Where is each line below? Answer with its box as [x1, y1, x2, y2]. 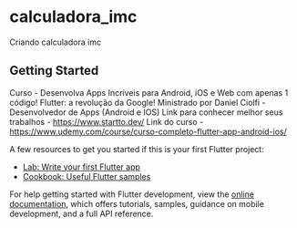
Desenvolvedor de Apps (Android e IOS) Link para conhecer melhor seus [9, 107, 283, 118]
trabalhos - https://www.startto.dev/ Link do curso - [9, 116, 204, 127]
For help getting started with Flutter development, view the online [9, 189, 255, 200]
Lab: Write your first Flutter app [22, 161, 141, 172]
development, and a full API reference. [9, 208, 154, 219]
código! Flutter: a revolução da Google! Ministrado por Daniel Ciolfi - [9, 97, 266, 108]
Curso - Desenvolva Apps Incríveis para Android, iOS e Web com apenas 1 [9, 87, 289, 98]
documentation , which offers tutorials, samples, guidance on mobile [9, 198, 264, 209]
